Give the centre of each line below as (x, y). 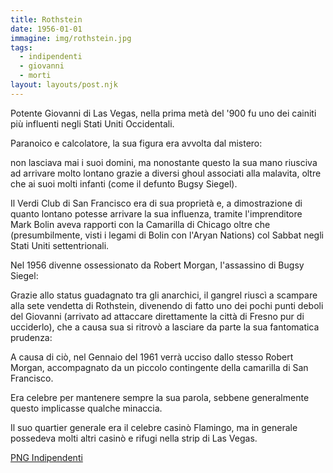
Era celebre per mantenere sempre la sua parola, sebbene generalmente (160, 397)
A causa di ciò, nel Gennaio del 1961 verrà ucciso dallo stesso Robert (152, 357)
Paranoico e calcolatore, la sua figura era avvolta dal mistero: (136, 143)
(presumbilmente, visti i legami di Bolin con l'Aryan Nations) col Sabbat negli (167, 235)
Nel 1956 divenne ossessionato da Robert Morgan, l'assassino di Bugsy (157, 265)
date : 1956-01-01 (46, 29)
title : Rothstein (46, 19)
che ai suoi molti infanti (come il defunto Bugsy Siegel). (124, 183)
